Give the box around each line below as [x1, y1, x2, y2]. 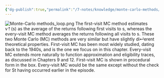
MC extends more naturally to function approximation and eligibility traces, [5, 52, 155, 58]
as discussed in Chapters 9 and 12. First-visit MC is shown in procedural [5, 57, 150, 62]
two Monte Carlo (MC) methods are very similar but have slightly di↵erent [5, 36, 155, 42]
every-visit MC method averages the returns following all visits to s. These [5, 31, 155, 37]
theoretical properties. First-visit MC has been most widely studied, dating [5, 41, 155, 47]
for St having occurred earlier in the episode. [5, 67, 95, 73]
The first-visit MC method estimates [75, 20, 148, 26]
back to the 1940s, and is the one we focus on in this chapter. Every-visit [5, 46, 151, 52]
